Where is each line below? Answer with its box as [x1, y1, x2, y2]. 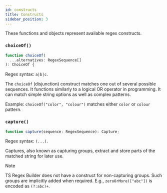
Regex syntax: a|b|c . [5, 71, 48, 77]
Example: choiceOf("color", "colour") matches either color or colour [5, 101, 150, 107]
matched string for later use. [5, 153, 64, 159]
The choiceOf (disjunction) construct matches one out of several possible [5, 81, 156, 87]
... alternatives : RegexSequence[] [9, 57, 81, 62]
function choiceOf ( [5, 53, 46, 58]
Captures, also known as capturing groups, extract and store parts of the [5, 148, 155, 154]
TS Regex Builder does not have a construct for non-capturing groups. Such [5, 172, 162, 178]
